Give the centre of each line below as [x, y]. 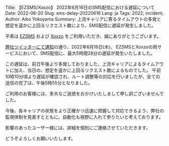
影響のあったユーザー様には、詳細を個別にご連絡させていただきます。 [78, 128]
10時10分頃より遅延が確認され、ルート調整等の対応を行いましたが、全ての [83, 77]
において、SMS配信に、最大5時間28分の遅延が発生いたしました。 [87, 53]
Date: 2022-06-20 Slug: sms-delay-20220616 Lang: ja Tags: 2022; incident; [84, 13]
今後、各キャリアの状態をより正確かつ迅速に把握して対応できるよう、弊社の [85, 111]
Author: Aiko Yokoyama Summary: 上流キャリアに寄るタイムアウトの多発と [83, 19]
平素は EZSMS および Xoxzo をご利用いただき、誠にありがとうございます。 [83, 36]
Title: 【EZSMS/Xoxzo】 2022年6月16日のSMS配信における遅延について [80, 7]
